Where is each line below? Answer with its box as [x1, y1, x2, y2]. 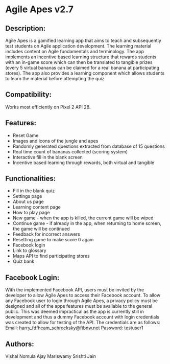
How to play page [12, 210, 50, 216]
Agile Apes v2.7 [5, 4, 74, 15]
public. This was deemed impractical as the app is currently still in [5, 308, 144, 315]
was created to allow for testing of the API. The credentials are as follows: [5, 320, 161, 326]
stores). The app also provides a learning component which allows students [5, 70, 165, 76]
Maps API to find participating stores [12, 253, 90, 259]
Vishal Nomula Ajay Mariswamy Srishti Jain [5, 353, 96, 359]
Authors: [5, 339, 34, 348]
